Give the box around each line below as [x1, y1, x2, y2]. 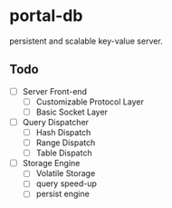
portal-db [9, 5, 83, 26]
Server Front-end [22, 85, 88, 96]
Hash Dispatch [35, 127, 91, 137]
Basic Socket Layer [35, 106, 109, 117]
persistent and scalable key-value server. [9, 35, 163, 46]
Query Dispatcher [22, 116, 89, 127]
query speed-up [35, 178, 98, 189]
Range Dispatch [35, 137, 96, 148]
